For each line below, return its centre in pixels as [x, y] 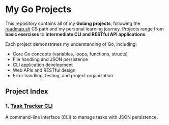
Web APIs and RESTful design [44, 70]
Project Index [27, 92]
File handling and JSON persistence [50, 59]
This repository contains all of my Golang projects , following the [73, 23]
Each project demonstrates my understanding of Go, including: [71, 44]
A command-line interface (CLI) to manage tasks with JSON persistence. [82, 117]
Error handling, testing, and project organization [63, 75]
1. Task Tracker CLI [29, 106]
